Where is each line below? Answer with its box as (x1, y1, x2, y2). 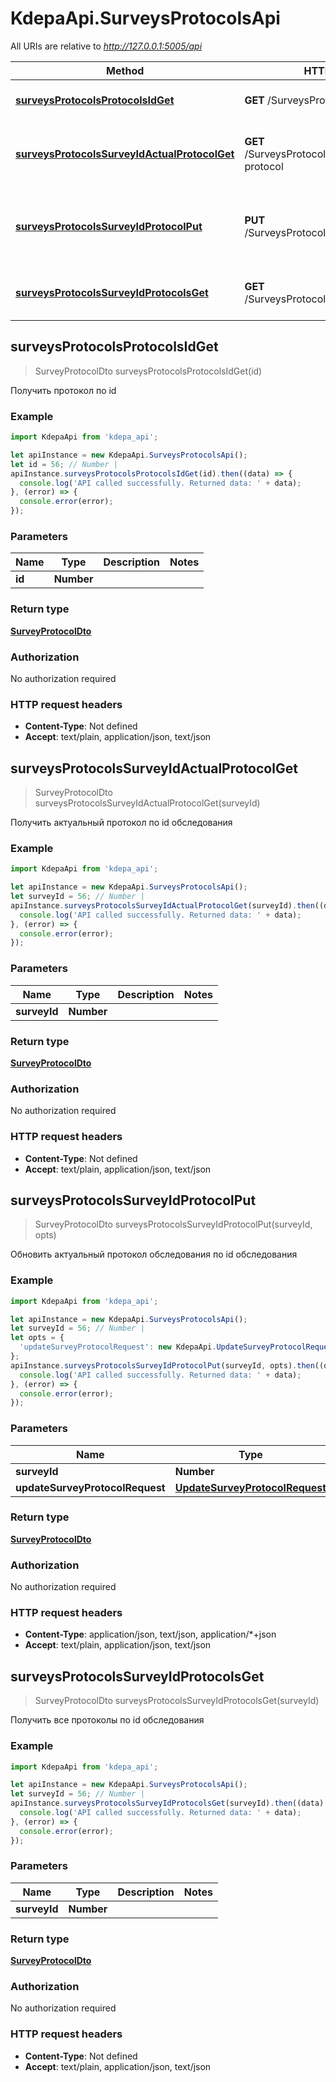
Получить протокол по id (10, 384, 117, 396)
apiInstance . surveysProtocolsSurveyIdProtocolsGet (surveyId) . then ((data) (10, 1798, 325, 1809)
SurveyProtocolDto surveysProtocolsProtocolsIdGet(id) (34, 365, 263, 377)
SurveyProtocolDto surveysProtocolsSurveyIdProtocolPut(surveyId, (34, 1218, 313, 1231)
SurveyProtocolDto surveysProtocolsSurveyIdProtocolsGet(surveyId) (34, 1695, 320, 1707)
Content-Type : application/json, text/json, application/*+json (24, 1628, 277, 1641)
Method (106, 63, 145, 77)
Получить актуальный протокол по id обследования (10, 817, 233, 829)
